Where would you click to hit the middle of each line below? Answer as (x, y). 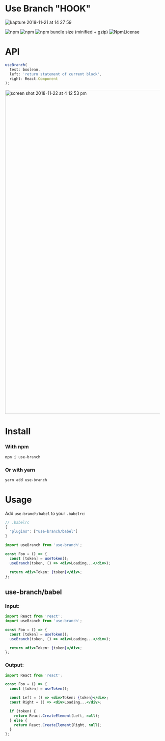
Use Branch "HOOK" (48, 9)
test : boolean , (25, 70)
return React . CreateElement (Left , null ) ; (57, 716)
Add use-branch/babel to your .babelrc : (45, 513)
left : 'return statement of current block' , (56, 74)
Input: (12, 606)
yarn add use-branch (26, 480)
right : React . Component (34, 79)
